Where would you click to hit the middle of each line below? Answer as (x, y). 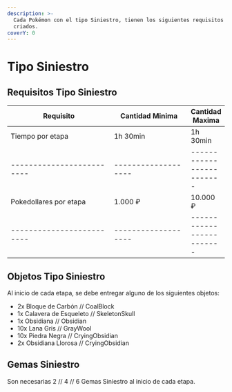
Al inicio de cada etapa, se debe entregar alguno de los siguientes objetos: (113, 293)
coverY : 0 (21, 33)
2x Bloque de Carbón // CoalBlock (66, 306)
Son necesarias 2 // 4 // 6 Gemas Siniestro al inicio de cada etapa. (101, 381)
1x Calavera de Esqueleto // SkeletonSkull (76, 314)
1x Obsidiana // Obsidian (52, 321)
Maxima (206, 120)
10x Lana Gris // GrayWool (54, 329)
